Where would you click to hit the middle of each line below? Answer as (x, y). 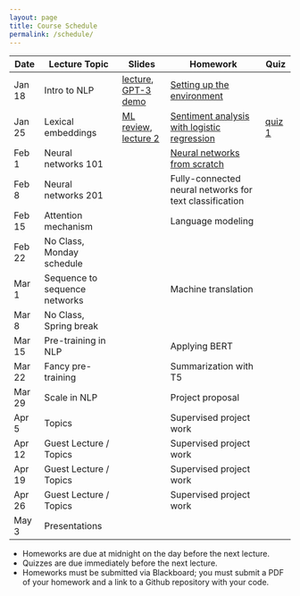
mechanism (69, 227)
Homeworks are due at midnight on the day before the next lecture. (146, 554)
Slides (142, 64)
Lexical (59, 122)
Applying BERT (202, 347)
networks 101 (74, 164)
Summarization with (212, 366)
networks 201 (74, 196)
